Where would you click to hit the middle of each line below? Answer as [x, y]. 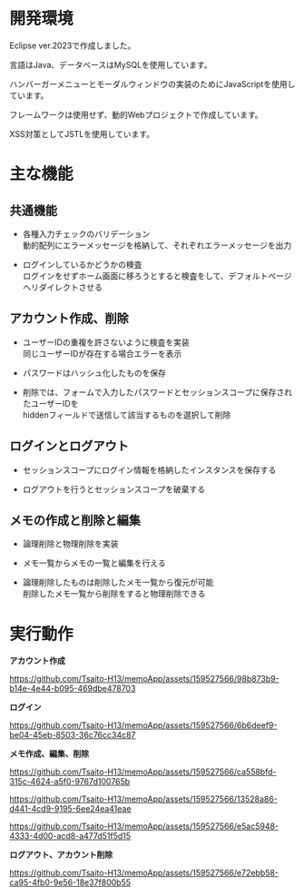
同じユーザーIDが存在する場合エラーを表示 [102, 353]
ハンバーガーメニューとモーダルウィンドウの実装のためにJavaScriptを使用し [152, 84]
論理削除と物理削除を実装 [70, 544]
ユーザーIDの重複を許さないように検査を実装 [106, 342]
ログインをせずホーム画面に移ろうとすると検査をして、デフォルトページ [157, 276]
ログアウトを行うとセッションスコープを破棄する [114, 489]
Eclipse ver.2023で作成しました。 [73, 45]
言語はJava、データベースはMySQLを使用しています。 [111, 64]
